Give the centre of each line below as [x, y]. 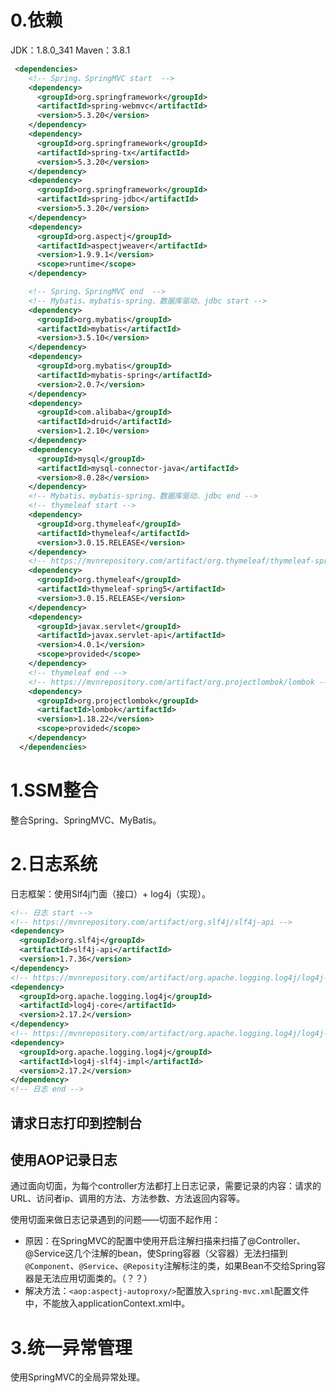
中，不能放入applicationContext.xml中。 [107, 1303]
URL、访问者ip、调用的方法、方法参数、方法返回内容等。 [128, 1198]
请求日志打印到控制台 [76, 1122]
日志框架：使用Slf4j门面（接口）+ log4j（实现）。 [111, 893]
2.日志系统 [54, 863]
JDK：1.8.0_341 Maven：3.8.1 [70, 50]
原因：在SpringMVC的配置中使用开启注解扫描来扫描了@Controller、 [165, 1241]
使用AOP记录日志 [64, 1159]
